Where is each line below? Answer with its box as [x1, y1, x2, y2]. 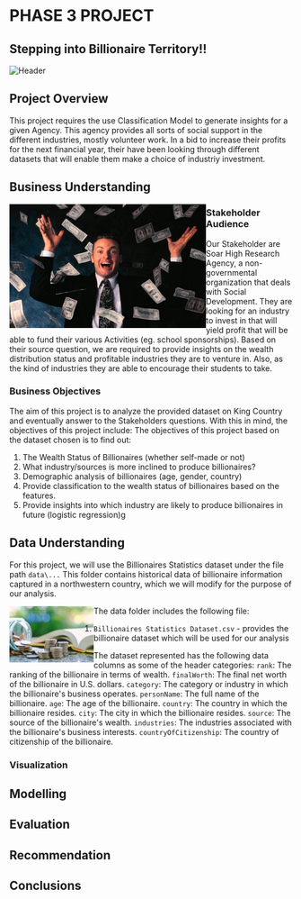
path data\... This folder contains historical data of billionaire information [9, 568, 283, 579]
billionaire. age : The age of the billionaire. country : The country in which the [9, 697, 288, 708]
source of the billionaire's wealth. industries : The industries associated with [9, 717, 292, 728]
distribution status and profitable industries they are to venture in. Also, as [9, 353, 283, 364]
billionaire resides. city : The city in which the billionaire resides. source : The [9, 707, 291, 718]
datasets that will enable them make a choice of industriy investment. [9, 153, 266, 164]
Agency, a [206, 258, 243, 268]
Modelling [9, 785, 67, 802]
